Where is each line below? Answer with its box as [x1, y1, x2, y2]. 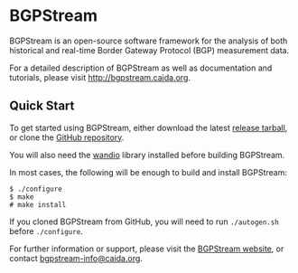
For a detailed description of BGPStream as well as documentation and [9, 62, 273, 73]
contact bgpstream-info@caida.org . [9, 252, 143, 263]
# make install [9, 200, 67, 209]
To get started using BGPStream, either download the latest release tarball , [9, 122, 288, 133]
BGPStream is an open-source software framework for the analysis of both [9, 35, 288, 46]
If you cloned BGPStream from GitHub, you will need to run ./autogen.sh [9, 216, 280, 227]
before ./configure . [9, 225, 83, 236]
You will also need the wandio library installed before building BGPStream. [9, 149, 285, 160]
